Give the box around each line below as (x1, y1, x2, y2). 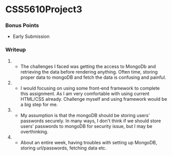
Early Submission (12, 33, 50, 39)
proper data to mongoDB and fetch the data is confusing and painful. (20, 74, 166, 80)
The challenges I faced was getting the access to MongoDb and (20, 63, 156, 70)
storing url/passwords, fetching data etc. (20, 145, 107, 151)
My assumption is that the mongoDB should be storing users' (20, 112, 150, 118)
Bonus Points (5, 22, 40, 29)
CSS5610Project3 (5, 4, 83, 15)
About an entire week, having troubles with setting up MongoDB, (20, 139, 158, 145)
